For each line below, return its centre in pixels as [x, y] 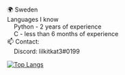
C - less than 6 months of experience [66, 34]
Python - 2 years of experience [57, 27]
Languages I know [33, 19]
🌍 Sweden [23, 10]
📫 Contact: [23, 42]
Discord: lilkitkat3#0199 [46, 51]
